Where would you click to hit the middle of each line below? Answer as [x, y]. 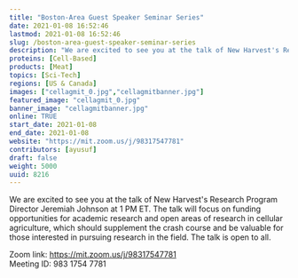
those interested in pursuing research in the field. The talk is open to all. [140, 237]
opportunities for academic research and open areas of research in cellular [146, 218]
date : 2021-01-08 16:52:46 [59, 26]
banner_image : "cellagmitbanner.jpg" [79, 108]
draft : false [33, 158]
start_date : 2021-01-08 [53, 125]
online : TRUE [33, 116]
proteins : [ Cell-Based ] [53, 59]
